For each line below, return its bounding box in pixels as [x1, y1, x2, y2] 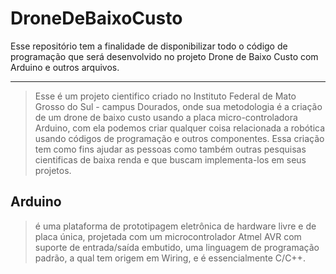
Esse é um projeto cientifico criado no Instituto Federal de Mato [34, 90, 297, 102]
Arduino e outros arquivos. [10, 61, 120, 73]
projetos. [34, 164, 72, 176]
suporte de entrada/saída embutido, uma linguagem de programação [34, 241, 320, 253]
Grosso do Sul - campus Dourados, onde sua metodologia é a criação [34, 100, 323, 112]
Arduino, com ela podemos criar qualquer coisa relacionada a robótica [34, 122, 326, 134]
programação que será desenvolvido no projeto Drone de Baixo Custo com [10, 50, 319, 62]
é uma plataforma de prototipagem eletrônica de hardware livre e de [34, 220, 317, 232]
